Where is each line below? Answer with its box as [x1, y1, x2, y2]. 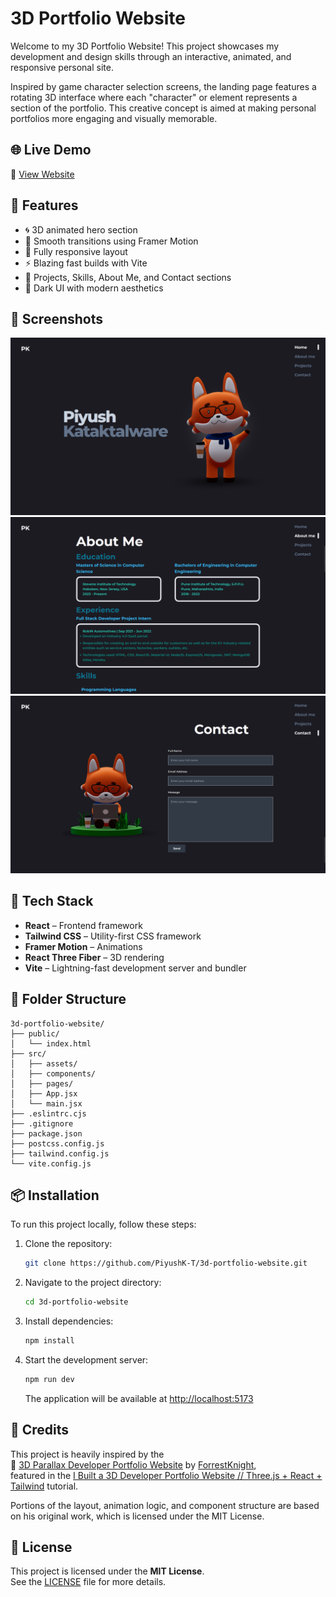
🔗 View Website [10, 168, 75, 180]
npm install [24, 1336, 75, 1346]
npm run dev [24, 1374, 75, 1384]
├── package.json [10, 1128, 83, 1139]
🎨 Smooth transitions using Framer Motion [24, 235, 199, 247]
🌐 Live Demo [10, 142, 92, 159]
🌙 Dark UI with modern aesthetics [24, 282, 164, 294]
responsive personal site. [10, 61, 114, 73]
